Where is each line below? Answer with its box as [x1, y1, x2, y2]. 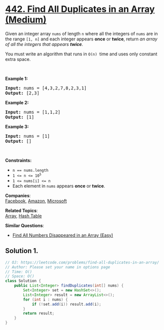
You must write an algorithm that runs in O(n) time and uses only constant [5, 51, 158, 57]
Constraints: [5, 157, 32, 163]
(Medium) [5, 14, 47, 25]
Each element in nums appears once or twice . [12, 183, 106, 189]
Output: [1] [5, 114, 34, 120]
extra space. [5, 56, 31, 62]
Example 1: [5, 75, 28, 81]
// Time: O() [5, 269, 32, 274]
